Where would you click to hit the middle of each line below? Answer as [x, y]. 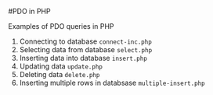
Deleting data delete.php [60, 74]
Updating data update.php [61, 66]
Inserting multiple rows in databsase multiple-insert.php [112, 83]
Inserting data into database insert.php [83, 58]
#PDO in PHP [29, 11]
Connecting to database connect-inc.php [86, 41]
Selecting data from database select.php [86, 49]
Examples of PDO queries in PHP [61, 26]
